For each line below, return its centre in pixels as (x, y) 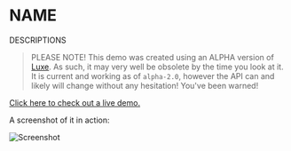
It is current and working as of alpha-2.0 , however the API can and (153, 75)
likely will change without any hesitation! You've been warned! (145, 85)
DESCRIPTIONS (38, 40)
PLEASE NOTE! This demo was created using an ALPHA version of (153, 57)
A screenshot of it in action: (59, 120)
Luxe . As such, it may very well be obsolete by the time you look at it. (157, 67)
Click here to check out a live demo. (75, 102)
